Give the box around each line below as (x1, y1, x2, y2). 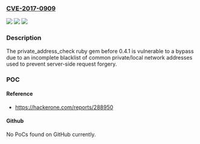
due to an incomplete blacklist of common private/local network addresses (6, 54, 193, 61)
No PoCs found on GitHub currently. (6, 131, 96, 138)
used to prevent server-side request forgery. (6, 60, 117, 67)
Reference (6, 90, 33, 98)
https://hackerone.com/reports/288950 (15, 104, 114, 111)
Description (6, 34, 42, 42)
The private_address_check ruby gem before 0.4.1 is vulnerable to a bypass (6, 47, 195, 55)
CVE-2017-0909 (6, 4, 56, 13)
